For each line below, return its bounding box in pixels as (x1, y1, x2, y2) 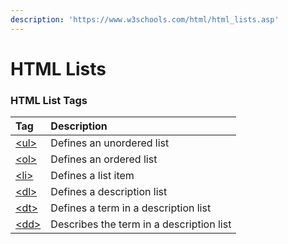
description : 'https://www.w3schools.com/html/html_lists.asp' (10, 14, 280, 25)
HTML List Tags (10, 93, 88, 107)
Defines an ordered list (50, 152, 158, 166)
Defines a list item (50, 169, 135, 183)
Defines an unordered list (50, 136, 170, 150)
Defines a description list (50, 185, 168, 199)
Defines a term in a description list (50, 201, 212, 215)
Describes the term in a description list (50, 217, 232, 231)
